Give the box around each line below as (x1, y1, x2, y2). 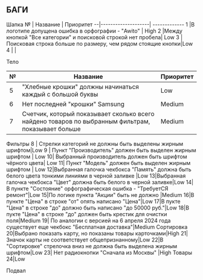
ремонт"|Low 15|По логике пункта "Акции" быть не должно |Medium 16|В (6, 191, 195, 198)
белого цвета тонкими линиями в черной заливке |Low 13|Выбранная (6, 172, 186, 179)
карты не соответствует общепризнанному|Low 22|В (26, 236, 164, 243)
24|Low (6, 255, 25, 263)
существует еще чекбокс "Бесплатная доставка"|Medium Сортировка (6, 223, 188, 231)
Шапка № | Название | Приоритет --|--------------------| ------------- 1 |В (6, 20, 195, 28)
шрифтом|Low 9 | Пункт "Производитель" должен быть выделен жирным (6, 146, 196, 154)
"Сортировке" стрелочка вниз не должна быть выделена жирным (6, 242, 178, 249)
